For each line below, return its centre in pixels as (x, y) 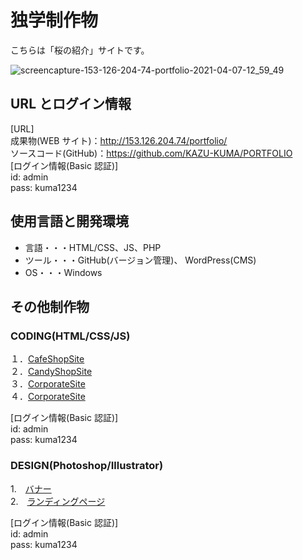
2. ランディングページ (58, 501)
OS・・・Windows (63, 272)
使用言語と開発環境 (69, 221)
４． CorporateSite (48, 397)
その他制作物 (50, 306)
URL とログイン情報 (71, 104)
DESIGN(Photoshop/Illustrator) (87, 466)
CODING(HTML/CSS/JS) (70, 336)
